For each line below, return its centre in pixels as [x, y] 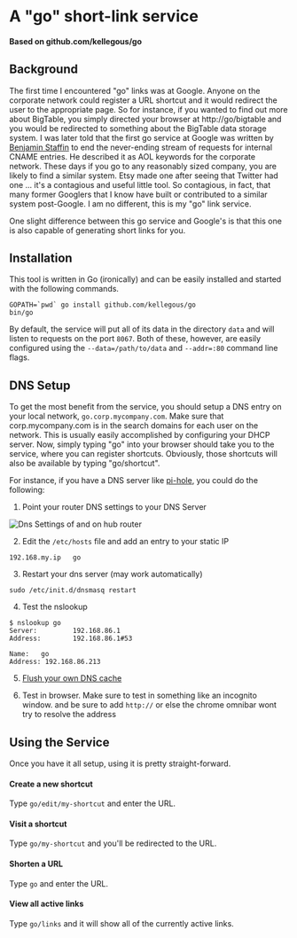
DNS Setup [40, 385]
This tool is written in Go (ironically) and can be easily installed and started [145, 279]
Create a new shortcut [51, 784]
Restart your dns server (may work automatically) [112, 575]
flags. [20, 357]
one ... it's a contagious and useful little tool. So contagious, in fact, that [140, 184]
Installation [41, 258]
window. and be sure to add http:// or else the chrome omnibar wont [149, 705]
